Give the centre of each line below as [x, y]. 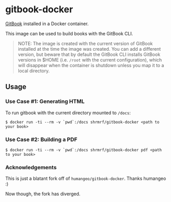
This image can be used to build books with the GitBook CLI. [69, 33]
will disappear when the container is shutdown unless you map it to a [91, 65]
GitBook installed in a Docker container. [47, 24]
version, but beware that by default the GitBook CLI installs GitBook [89, 54]
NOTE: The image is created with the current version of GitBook [85, 43]
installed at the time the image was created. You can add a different [89, 49]
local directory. [34, 71]
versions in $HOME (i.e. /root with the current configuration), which [90, 59]
